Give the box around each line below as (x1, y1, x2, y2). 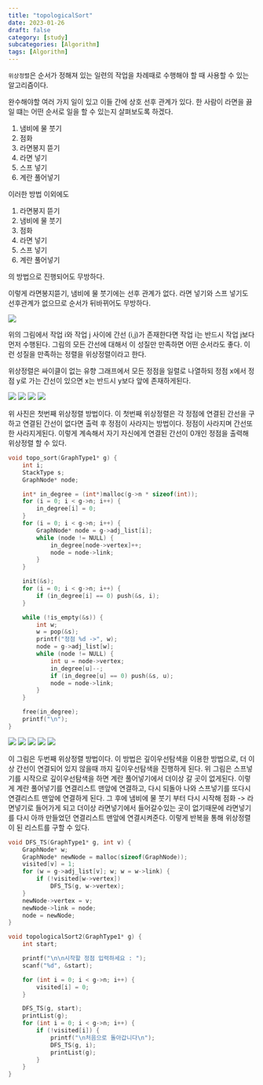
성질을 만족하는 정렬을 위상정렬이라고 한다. (16, 350, 147, 358)
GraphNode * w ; (22, 845, 68, 853)
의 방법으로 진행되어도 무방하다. (8, 272, 105, 281)
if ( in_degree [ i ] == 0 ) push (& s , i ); (36, 592, 160, 599)
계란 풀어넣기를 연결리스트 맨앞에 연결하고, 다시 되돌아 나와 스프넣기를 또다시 (16, 783, 251, 793)
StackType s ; (22, 468, 65, 476)
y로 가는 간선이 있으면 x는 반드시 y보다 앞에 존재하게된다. (16, 376, 191, 385)
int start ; (22, 940, 58, 948)
